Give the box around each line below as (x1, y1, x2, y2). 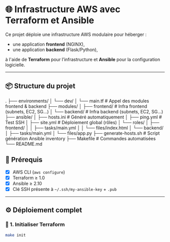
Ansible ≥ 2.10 (12, 180, 42, 186)
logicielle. (5, 62, 25, 68)
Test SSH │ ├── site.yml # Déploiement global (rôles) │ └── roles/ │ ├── (5, 119, 159, 125)
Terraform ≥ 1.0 (12, 175, 45, 181)
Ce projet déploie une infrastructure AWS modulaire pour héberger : (5, 31, 147, 37)
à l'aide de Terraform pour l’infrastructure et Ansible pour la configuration (5, 56, 160, 62)
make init (5, 232, 26, 237)
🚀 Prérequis (5, 155, 43, 164)
